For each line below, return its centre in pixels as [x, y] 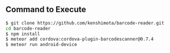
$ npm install [23, 34]
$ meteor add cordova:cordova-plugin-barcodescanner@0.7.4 [80, 39]
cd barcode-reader [28, 29]
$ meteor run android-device [41, 45]
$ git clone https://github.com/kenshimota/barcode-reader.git [85, 23]
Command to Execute [46, 10]
